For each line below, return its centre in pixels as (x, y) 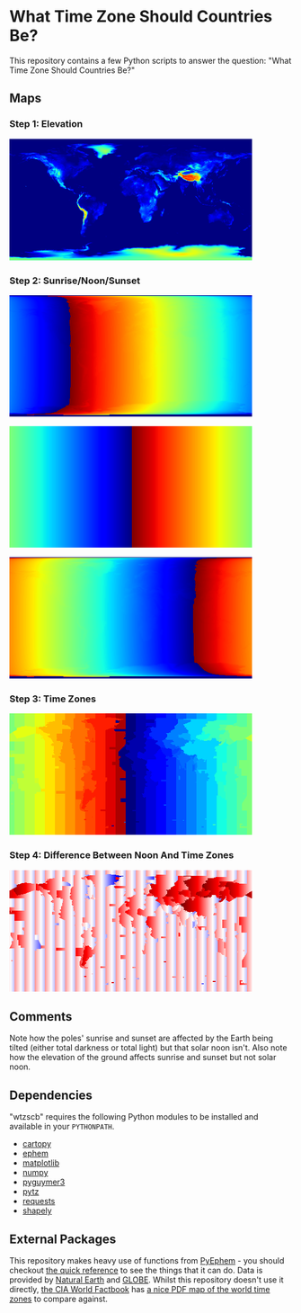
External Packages (63, 1239)
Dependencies (51, 1095)
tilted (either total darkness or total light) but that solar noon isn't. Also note (148, 1048)
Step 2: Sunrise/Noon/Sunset (75, 281)
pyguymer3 (44, 1182)
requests (39, 1201)
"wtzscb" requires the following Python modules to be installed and (134, 1117)
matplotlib (41, 1163)
